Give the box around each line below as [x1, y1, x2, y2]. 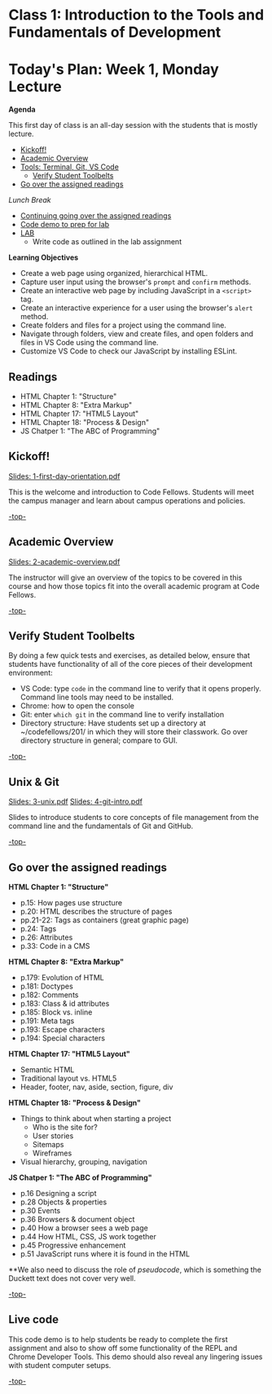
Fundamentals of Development [8, 23, 222, 42]
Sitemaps [32, 1140, 64, 1149]
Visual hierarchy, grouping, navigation [20, 1157, 148, 1166]
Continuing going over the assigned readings [20, 211, 172, 221]
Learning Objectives [8, 252, 79, 262]
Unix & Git [8, 775, 59, 789]
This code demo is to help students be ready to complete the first [8, 1334, 228, 1344]
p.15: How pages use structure [20, 898, 123, 907]
